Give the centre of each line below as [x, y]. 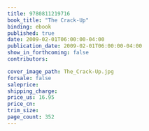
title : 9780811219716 [39, 14]
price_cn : [22, 104]
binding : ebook [29, 26]
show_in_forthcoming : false [48, 53]
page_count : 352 [31, 117]
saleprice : [23, 84]
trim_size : [23, 111]
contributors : [28, 59]
